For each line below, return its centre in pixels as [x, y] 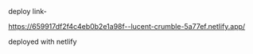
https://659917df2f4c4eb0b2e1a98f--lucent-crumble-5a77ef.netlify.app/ [127, 26]
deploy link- [28, 11]
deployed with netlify [43, 41]
